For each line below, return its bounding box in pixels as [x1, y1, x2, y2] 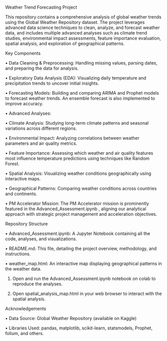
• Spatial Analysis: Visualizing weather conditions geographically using [5, 170, 151, 176]
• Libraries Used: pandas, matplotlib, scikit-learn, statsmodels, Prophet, [5, 325, 152, 331]
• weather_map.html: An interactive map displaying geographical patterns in [5, 260, 162, 266]
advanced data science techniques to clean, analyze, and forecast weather [5, 25, 160, 31]
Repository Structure [5, 221, 48, 227]
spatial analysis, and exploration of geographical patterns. [5, 41, 125, 47]
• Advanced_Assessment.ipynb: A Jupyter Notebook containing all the [5, 230, 150, 236]
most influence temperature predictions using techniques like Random [5, 155, 150, 161]
